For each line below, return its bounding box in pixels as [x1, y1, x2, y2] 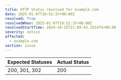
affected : [5, 34, 25, 39]
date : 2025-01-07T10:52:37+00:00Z [5, 12, 75, 16]
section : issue [5, 43, 36, 48]
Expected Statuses [7, 59, 52, 65]
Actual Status [56, 59, 89, 65]
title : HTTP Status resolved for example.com [5, 7, 99, 12]
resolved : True [5, 16, 36, 21]
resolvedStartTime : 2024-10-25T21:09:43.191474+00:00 [5, 25, 117, 30]
